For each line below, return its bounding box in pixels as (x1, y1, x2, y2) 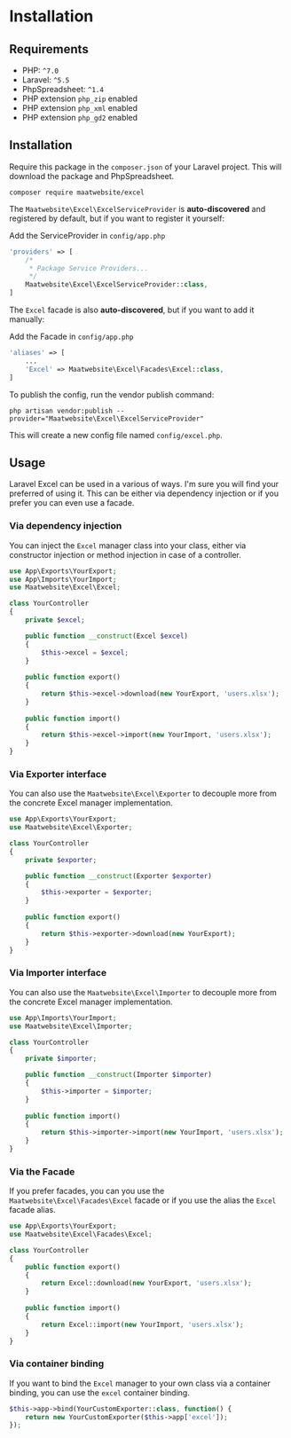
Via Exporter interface (9, 767, 107, 780)
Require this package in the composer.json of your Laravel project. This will (9, 161, 282, 172)
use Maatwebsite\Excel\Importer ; (9, 1022, 133, 1031)
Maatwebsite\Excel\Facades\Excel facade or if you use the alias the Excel (9, 1195, 277, 1206)
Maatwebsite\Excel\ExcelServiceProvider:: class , (25, 280, 208, 289)
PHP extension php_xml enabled (21, 103, 138, 113)
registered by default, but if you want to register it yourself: (9, 213, 224, 224)
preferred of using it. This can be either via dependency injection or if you (9, 488, 279, 499)
